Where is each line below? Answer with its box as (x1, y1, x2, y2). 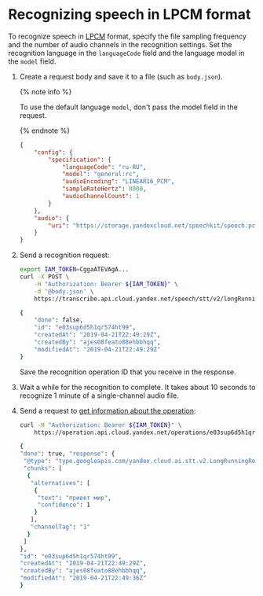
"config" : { (34, 148, 73, 156)
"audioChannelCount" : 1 (61, 193, 140, 201)
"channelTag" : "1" (30, 523, 91, 532)
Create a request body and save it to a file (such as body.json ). (19, 72, 223, 81)
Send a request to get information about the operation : (19, 406, 196, 415)
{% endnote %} (19, 126, 71, 135)
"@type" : (23, 458, 53, 465)
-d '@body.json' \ (34, 287, 94, 296)
